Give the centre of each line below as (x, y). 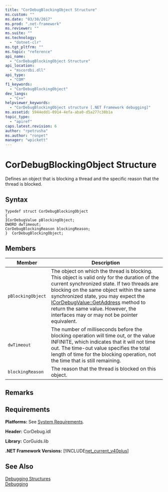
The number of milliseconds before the (96, 329)
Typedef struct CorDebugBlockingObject (47, 211)
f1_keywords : (19, 84)
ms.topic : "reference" (29, 52)
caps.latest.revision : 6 (31, 126)
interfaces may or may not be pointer (94, 315)
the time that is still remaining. (86, 360)
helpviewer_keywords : (28, 103)
